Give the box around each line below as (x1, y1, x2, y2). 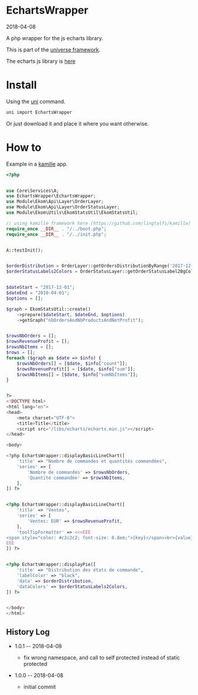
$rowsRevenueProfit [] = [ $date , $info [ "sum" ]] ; (16, 366, 136, 372)
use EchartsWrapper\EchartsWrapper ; (6, 193, 96, 199)
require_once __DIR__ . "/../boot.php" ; (6, 226, 107, 231)
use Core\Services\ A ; (6, 188, 60, 194)
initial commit (23, 683, 56, 690)
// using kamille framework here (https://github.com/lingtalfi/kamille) (6, 220, 192, 226)
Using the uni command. (6, 98, 66, 105)
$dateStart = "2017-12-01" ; (6, 285, 75, 291)
